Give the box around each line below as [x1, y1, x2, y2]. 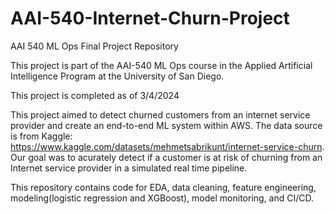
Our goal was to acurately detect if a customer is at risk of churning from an [10, 151, 323, 163]
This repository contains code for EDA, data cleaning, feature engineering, [10, 181, 317, 193]
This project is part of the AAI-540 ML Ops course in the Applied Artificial [10, 59, 313, 71]
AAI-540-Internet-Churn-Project [10, 7, 290, 30]
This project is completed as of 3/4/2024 [10, 89, 180, 101]
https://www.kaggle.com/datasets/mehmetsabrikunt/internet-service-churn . [10, 140, 325, 152]
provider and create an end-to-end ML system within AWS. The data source [10, 119, 323, 131]
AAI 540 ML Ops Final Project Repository [10, 40, 179, 52]
